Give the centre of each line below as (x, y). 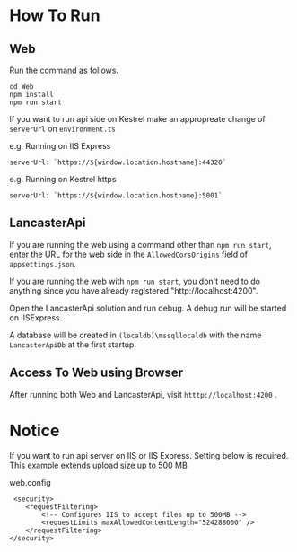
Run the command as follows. (64, 70)
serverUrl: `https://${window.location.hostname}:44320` (118, 162)
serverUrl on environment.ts (63, 128)
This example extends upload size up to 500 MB (99, 465)
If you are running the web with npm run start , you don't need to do (135, 281)
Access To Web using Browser (96, 373)
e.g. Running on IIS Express (60, 146)
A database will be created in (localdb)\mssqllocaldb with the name (135, 335)
